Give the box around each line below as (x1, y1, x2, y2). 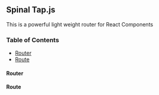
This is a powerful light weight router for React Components (6, 20, 154, 28)
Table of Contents (6, 35, 60, 44)
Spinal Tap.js (6, 5, 56, 15)
